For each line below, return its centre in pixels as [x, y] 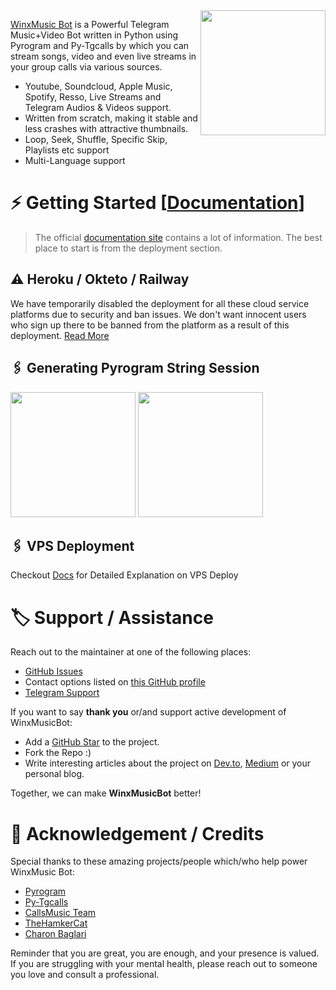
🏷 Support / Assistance [112, 617]
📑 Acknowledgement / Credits [137, 833]
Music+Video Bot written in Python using [94, 35]
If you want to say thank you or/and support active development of [148, 712]
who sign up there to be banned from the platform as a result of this [150, 325]
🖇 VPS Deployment [72, 545]
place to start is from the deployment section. [128, 248]
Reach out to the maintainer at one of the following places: [131, 652]
